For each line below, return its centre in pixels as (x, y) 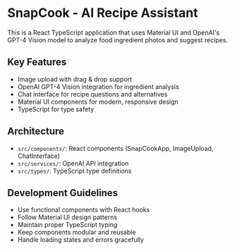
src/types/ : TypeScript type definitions (74, 171)
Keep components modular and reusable (77, 232)
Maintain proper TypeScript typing (67, 225)
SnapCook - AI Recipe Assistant (103, 13)
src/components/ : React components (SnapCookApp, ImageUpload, (115, 148)
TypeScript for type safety (56, 109)
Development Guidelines (63, 193)
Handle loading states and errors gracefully (81, 240)
